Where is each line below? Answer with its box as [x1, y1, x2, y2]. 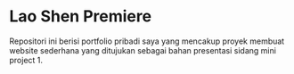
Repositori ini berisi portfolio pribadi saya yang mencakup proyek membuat [9, 36, 285, 46]
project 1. [9, 54, 43, 65]
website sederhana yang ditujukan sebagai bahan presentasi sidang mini [9, 45, 276, 55]
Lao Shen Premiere [9, 6, 152, 27]
